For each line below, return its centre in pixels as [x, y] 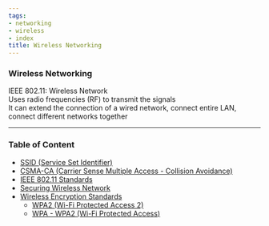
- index [21, 38]
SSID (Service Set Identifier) [66, 162]
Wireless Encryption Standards [71, 196]
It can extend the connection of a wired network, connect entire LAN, [122, 108]
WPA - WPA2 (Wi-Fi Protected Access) [96, 213]
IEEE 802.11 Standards [56, 179]
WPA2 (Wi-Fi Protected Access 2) [88, 204]
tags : [17, 16]
